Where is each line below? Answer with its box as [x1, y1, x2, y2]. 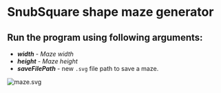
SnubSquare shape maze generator [7, 4, 214, 20]
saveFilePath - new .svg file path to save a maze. [17, 65, 159, 72]
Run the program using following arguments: [7, 32, 203, 43]
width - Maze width [17, 50, 74, 58]
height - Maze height [17, 57, 78, 65]
